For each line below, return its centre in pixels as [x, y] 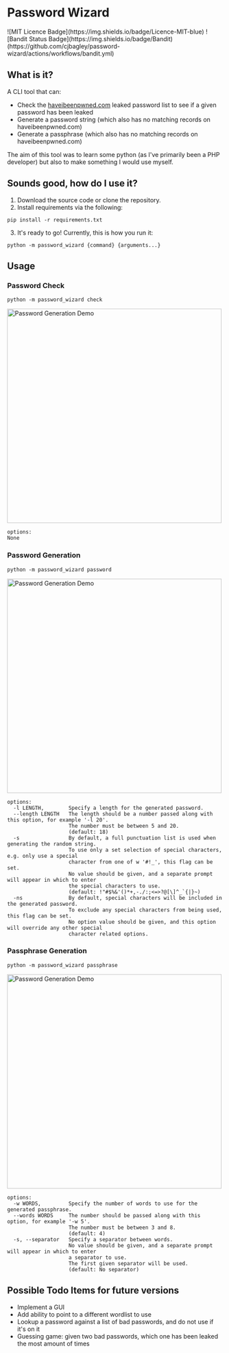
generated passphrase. [39, 1209]
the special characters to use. [114, 886]
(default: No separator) [104, 1269]
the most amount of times [53, 1343]
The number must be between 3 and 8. [122, 1228]
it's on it [28, 1329]
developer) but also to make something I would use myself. [90, 162]
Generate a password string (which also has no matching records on [114, 119]
